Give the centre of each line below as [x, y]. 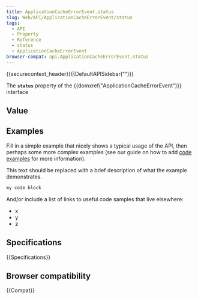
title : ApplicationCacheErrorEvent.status [60, 12]
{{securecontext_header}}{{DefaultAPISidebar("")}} [70, 73]
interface [17, 92]
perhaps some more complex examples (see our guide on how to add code [99, 152]
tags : [13, 23]
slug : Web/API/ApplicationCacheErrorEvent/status [70, 17]
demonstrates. [24, 177]
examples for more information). [46, 158]
